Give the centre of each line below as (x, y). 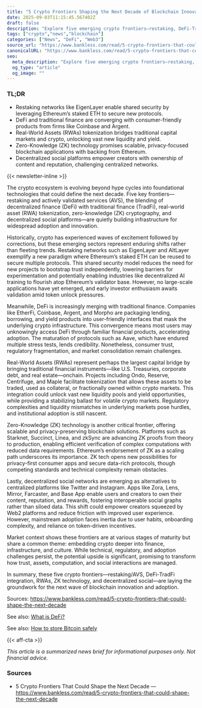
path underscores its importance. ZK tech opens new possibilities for (92, 456)
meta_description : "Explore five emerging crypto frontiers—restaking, (104, 62)
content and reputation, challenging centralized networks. (87, 164)
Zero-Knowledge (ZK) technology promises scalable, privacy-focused (102, 145)
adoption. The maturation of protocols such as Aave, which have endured (97, 338)
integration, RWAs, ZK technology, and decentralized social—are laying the (99, 580)
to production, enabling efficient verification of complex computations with (99, 444)
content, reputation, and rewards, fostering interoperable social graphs (94, 500)
